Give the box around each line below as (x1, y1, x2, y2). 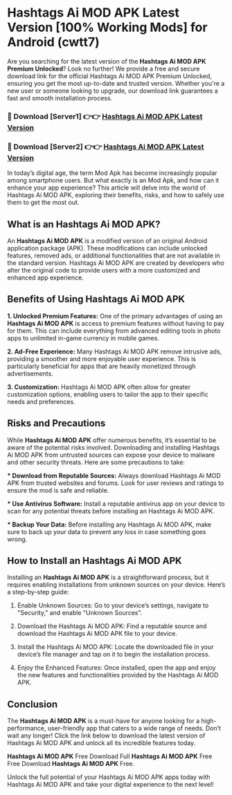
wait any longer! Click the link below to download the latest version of (7, 731, 206, 740)
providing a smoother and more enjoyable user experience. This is (7, 354, 196, 363)
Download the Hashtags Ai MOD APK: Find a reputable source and (17, 622, 207, 630)
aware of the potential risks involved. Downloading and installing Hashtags (7, 443, 220, 451)
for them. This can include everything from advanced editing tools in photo (7, 327, 221, 335)
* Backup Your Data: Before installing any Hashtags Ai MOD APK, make (7, 520, 212, 529)
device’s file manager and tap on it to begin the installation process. (17, 650, 211, 659)
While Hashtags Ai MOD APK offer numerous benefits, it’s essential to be (7, 436, 217, 444)
